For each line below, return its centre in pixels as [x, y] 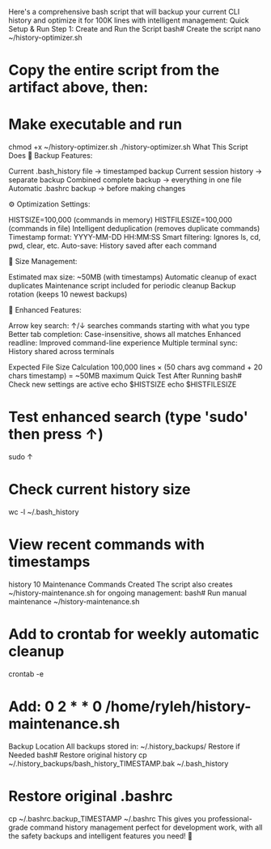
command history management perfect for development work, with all [146, 827]
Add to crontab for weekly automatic [134, 634]
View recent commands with [106, 545]
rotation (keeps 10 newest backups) [68, 294]
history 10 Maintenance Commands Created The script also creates [121, 584]
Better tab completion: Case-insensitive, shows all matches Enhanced [125, 335]
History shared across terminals [61, 352]
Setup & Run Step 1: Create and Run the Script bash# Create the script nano [135, 29]
